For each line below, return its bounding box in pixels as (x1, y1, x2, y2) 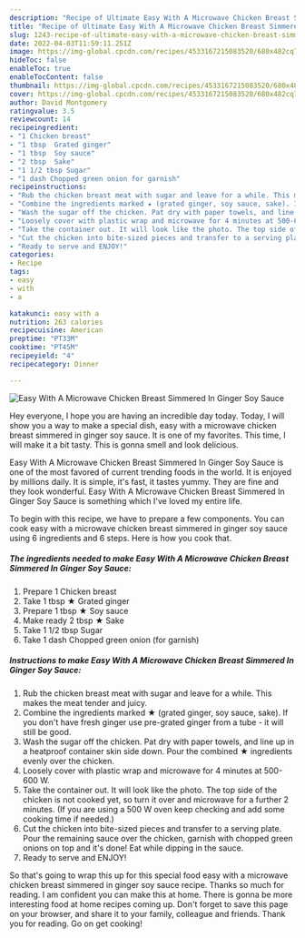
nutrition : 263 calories (9, 318, 103, 327)
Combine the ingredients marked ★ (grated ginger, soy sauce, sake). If (22, 707, 289, 718)
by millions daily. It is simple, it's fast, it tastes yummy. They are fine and (9, 476, 280, 487)
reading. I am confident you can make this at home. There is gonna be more (9, 889, 293, 900)
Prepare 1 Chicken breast (22, 586, 117, 597)
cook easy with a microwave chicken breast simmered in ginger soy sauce (9, 522, 288, 533)
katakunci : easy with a (9, 308, 100, 318)
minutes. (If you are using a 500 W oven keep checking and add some (22, 803, 285, 814)
